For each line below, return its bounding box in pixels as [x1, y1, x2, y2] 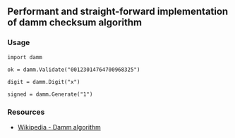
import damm [7, 54, 42, 61]
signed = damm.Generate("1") [7, 91, 93, 98]
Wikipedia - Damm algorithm [17, 123, 101, 131]
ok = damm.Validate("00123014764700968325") [7, 66, 140, 73]
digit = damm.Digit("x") [7, 78, 80, 85]
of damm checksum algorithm [7, 17, 143, 29]
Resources [7, 107, 45, 117]
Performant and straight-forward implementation [7, 6, 229, 18]
